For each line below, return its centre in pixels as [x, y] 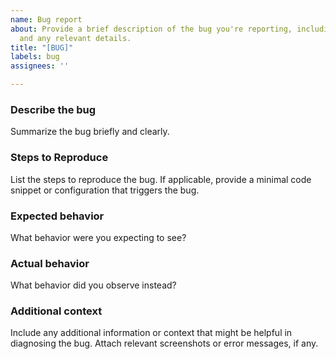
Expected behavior [57, 216]
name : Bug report [46, 19]
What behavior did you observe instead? [93, 285]
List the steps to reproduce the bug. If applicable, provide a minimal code [161, 179]
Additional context [56, 311]
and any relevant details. [75, 38]
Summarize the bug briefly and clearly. [90, 132]
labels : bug [35, 57]
